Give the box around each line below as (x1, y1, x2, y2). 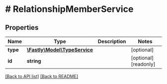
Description (97, 38, 126, 45)
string (26, 58, 41, 64)
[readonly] (131, 61, 156, 68)
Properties (5, 23, 39, 32)
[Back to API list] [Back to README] (5, 74, 79, 79)
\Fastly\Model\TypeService (26, 46, 93, 53)
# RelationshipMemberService (5, 3, 134, 15)
